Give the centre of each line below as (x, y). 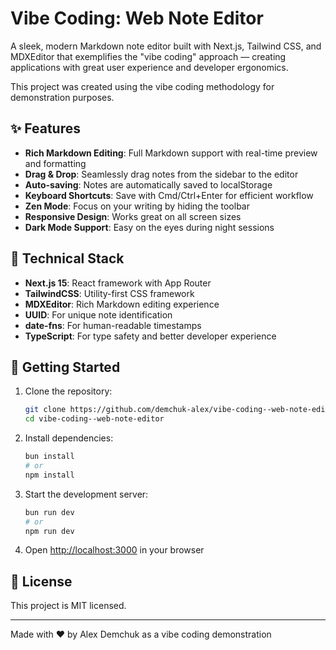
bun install (49, 457)
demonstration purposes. (62, 97)
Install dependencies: (69, 438)
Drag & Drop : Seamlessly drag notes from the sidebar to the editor (161, 174)
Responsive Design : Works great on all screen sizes (133, 216)
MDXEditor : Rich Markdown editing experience (122, 304)
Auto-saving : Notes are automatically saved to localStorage (148, 184)
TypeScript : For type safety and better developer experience (150, 336)
